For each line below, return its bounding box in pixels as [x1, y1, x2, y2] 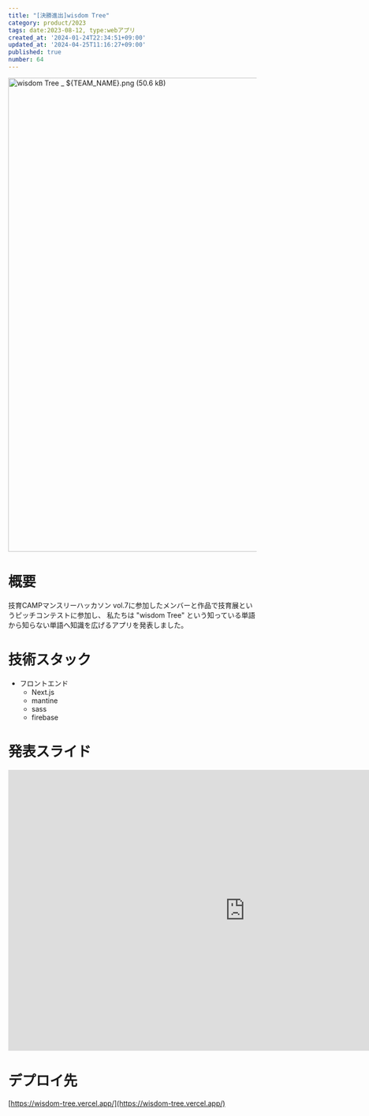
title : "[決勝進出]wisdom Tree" [8, 11, 110, 20]
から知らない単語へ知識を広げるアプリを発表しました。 [8, 620, 188, 629]
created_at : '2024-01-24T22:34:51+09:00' [8, 33, 147, 42]
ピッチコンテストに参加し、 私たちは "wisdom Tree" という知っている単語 [14, 610, 255, 620]
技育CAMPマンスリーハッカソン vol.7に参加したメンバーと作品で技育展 [8, 600, 239, 610]
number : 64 [8, 56, 44, 64]
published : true [8, 48, 61, 56]
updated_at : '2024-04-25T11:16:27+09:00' [8, 41, 147, 49]
